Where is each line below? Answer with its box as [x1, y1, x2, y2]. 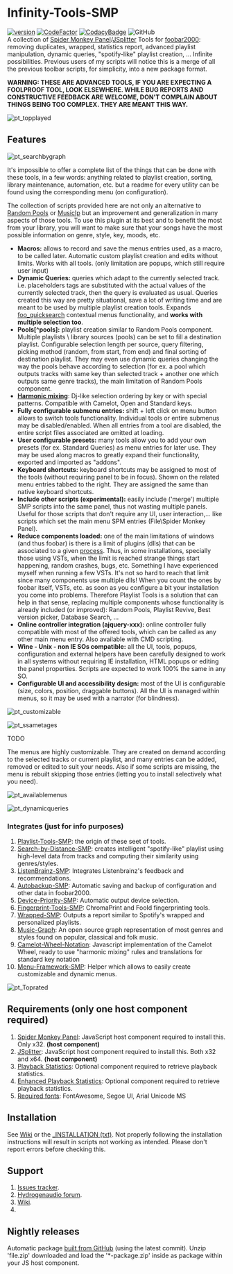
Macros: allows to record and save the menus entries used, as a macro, [17, 244, 223, 253]
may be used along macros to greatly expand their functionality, [17, 450, 200, 459]
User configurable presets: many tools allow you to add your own [17, 436, 207, 444]
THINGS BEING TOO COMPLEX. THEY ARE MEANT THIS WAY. [7, 100, 189, 108]
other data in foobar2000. [17, 889, 92, 897]
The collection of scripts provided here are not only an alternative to [7, 201, 202, 210]
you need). [7, 777, 38, 785]
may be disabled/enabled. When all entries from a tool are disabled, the [17, 421, 222, 430]
